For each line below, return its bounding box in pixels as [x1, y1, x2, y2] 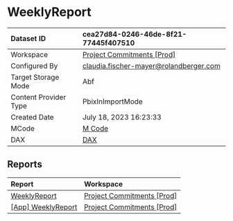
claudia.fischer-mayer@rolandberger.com [82, 60, 221, 70]
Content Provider [10, 92, 67, 101]
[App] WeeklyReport [10, 202, 78, 212]
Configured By [10, 60, 58, 70]
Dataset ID [10, 33, 46, 43]
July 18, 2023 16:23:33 [82, 112, 162, 122]
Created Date [10, 112, 54, 122]
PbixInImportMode [82, 97, 144, 106]
